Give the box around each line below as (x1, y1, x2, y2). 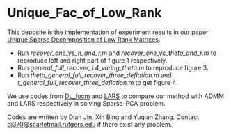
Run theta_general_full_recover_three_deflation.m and (17, 71, 172, 79)
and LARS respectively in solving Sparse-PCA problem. (7, 99, 166, 107)
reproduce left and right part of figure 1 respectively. (17, 56, 168, 64)
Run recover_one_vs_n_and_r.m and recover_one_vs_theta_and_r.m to (17, 49, 217, 57)
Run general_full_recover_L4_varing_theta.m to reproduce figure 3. (17, 63, 209, 72)
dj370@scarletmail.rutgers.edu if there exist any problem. (7, 120, 173, 128)
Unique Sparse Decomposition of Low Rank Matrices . (7, 35, 161, 43)
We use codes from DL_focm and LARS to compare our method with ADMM (7, 92, 225, 100)
